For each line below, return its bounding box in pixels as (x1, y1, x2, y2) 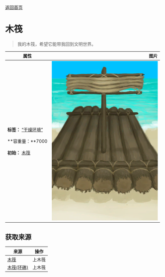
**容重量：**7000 (7, 138, 48, 144)
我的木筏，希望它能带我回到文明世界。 (17, 41, 96, 47)
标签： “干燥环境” (7, 127, 43, 133)
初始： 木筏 (7, 150, 31, 156)
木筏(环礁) (7, 265, 28, 270)
